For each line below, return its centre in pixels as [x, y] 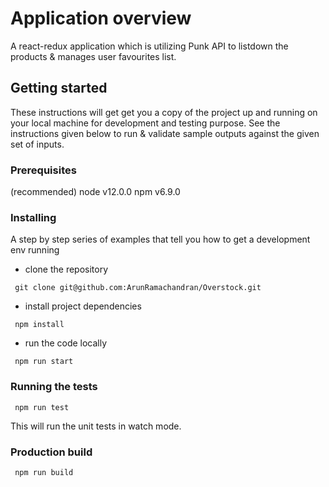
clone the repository [66, 269]
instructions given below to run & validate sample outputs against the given [165, 133]
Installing [33, 217]
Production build [51, 452]
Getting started [59, 88]
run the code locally [66, 343]
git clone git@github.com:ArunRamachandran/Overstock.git [138, 288]
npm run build [44, 472]
